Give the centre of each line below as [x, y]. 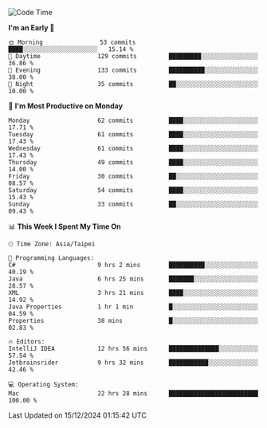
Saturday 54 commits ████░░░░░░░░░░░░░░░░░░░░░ [133, 190]
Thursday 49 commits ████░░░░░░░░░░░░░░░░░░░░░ [133, 163]
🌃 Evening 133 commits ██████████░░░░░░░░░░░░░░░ [133, 70]
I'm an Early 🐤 [31, 27]
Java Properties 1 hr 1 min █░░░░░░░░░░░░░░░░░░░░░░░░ [133, 307]
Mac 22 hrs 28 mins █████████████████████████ [133, 394]
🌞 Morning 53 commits [72, 42]
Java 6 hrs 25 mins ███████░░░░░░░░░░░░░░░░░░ [133, 279]
